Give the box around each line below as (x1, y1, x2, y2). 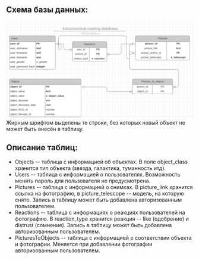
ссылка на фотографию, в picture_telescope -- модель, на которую (14, 190, 184, 197)
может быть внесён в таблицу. (6, 125, 84, 132)
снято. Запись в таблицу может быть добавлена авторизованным (14, 196, 182, 203)
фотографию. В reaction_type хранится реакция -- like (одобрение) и (14, 215, 189, 222)
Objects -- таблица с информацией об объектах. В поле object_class (14, 158, 188, 166)
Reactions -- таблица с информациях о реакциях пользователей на (14, 209, 185, 216)
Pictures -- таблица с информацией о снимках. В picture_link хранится (14, 184, 193, 191)
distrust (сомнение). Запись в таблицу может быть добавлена (14, 222, 172, 229)
